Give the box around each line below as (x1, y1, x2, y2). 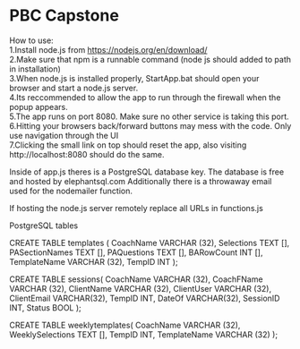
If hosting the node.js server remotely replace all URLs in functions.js (9, 202, 264, 213)
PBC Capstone (9, 5, 119, 26)
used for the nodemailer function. (9, 185, 133, 196)
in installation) (9, 64, 61, 74)
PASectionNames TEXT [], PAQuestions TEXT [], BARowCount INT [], (9, 247, 263, 258)
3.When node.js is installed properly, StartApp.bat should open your (9, 72, 260, 83)
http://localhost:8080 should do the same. (9, 149, 165, 159)
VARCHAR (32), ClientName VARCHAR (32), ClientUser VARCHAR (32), (9, 283, 271, 294)
